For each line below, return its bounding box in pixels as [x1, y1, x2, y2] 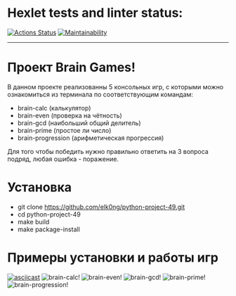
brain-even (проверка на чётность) [17, 111, 123, 120]
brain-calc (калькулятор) [17, 103, 91, 112]
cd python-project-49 [17, 210, 81, 219]
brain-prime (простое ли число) [17, 126, 112, 134]
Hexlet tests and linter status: [7, 5, 183, 21]
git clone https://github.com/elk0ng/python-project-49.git [17, 202, 185, 211]
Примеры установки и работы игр [7, 250, 219, 265]
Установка [7, 179, 72, 195]
